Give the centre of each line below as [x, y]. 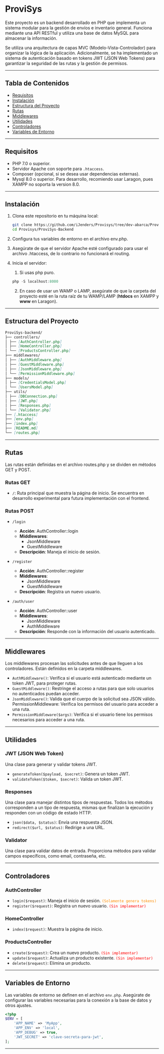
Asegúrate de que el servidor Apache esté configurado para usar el [80, 248]
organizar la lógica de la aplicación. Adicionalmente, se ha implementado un [82, 53]
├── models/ [17, 378]
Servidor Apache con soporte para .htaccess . [58, 169]
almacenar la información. [31, 38]
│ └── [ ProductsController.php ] [38, 351]
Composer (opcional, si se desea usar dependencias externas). [76, 174]
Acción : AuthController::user [48, 611]
